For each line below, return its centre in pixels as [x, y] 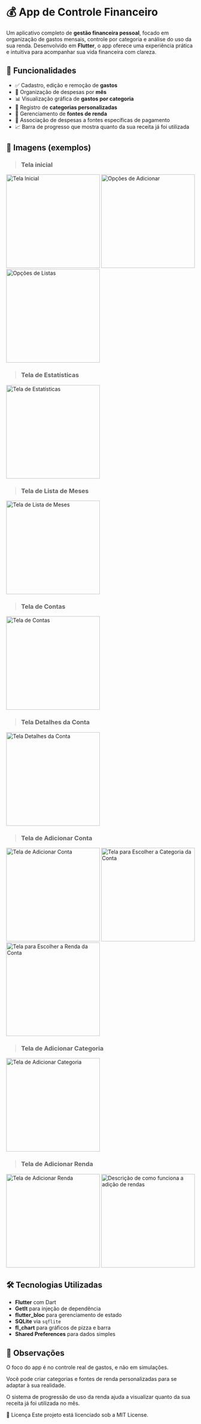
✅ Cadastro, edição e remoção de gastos [66, 85]
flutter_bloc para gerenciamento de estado [68, 1315]
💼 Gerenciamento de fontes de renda [61, 113]
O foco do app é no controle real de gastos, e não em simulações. [87, 1367]
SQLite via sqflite [38, 1322]
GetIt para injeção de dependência [58, 1308]
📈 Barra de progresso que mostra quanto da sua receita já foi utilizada [102, 126]
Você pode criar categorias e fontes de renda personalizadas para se [92, 1379]
